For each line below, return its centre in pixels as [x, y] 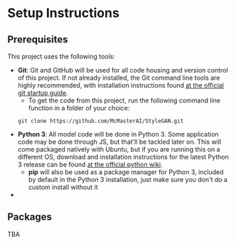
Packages [29, 217]
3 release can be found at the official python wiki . [90, 164]
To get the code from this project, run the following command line [124, 100]
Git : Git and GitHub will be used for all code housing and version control [123, 70]
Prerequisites [38, 39]
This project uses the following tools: [61, 56]
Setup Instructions [63, 13]
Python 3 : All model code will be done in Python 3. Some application [118, 134]
